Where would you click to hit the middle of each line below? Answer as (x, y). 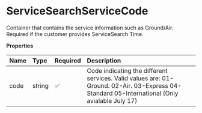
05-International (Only (146, 93)
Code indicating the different (127, 70)
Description (104, 60)
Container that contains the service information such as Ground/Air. (90, 28)
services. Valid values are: (124, 78)
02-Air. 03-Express (139, 85)
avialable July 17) (112, 100)
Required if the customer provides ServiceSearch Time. (75, 34)
